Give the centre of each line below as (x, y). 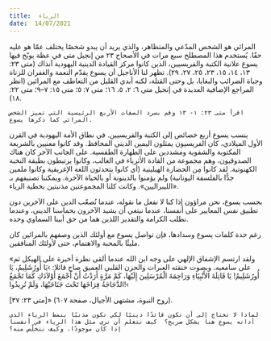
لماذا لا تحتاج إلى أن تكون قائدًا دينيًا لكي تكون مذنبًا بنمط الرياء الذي (134, 314)
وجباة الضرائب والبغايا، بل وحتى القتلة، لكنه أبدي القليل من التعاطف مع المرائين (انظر (136, 81)
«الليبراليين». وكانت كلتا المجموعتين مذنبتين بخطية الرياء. (94, 185)
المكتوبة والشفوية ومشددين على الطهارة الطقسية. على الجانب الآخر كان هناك (125, 152)
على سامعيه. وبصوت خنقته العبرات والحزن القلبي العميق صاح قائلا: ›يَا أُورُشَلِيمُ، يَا (130, 267)
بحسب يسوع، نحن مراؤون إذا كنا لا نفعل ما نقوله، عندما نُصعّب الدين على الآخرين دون (136, 202)
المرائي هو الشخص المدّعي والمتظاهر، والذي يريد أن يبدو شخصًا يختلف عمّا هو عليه (133, 46)
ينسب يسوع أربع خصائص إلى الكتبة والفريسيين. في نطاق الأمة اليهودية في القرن (129, 135)
